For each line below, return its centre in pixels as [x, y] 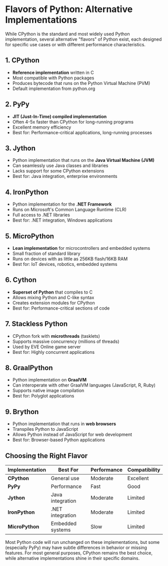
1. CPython [22, 61]
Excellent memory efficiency [42, 127]
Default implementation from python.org [54, 88]
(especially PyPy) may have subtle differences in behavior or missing [76, 548]
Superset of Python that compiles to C [52, 292]
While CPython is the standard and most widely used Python [67, 34]
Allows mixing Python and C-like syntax [53, 297]
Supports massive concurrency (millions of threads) [66, 341]
